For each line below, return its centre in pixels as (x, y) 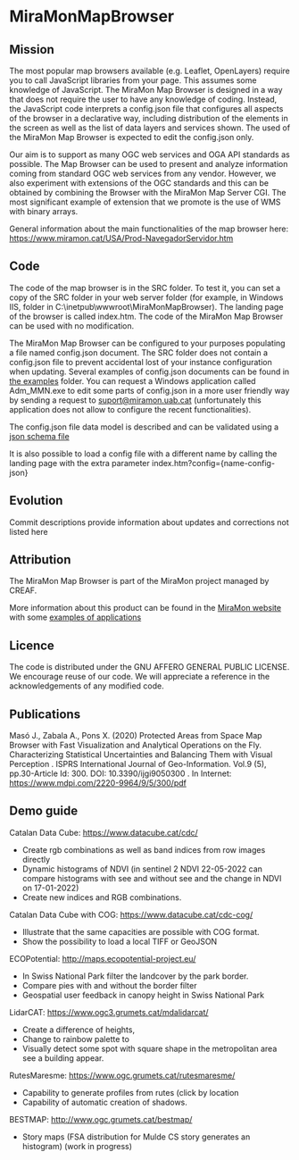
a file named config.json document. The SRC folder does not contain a (139, 352)
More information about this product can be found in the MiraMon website (145, 608)
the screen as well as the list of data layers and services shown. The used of (150, 128)
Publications (45, 714)
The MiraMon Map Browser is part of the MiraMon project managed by (139, 581)
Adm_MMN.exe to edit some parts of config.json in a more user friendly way (149, 390)
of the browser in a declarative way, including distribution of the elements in (149, 118)
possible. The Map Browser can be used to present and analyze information (149, 164)
